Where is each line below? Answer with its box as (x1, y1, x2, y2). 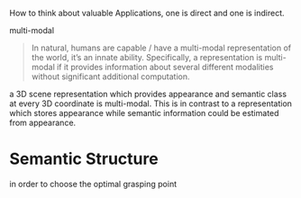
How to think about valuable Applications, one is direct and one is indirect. (9, 8, 286, 18)
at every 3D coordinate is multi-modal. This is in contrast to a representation (9, 98, 293, 109)
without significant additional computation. (31, 71, 190, 82)
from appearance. (9, 117, 77, 128)
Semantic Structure (9, 148, 160, 169)
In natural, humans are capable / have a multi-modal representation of (31, 42, 291, 53)
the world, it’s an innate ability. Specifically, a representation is (31, 52, 263, 62)
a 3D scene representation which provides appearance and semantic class (9, 89, 287, 99)
